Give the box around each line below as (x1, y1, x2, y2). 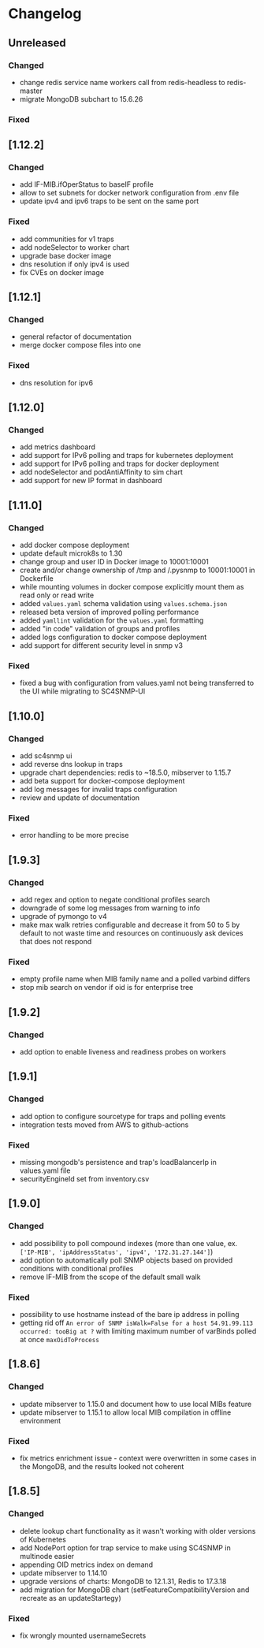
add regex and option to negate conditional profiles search (19, 895, 210, 905)
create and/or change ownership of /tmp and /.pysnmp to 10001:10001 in (19, 565, 255, 575)
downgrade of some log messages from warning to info (19, 903, 201, 913)
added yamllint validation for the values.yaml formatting (19, 616, 204, 625)
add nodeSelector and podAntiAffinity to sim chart (19, 467, 184, 477)
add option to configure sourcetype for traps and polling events (19, 1111, 226, 1121)
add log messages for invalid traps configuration (19, 785, 177, 794)
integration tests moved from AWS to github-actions (19, 1120, 189, 1129)
